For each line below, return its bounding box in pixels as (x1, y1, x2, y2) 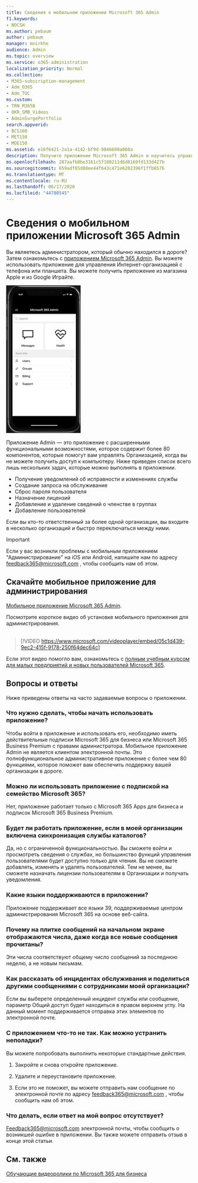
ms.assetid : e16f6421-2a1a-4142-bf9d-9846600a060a (6, 146, 133, 153)
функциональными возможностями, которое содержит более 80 (6, 445, 170, 452)
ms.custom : (6, 97, 33, 103)
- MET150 (6, 134, 28, 140)
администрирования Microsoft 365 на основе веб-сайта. (6, 910, 149, 918)
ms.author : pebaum (6, 28, 51, 34)
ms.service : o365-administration (6, 59, 88, 65)
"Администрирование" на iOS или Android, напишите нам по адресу (6, 553, 178, 560)
